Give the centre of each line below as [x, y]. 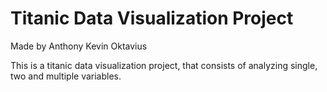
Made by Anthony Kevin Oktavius [79, 46]
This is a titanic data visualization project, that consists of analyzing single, [164, 65]
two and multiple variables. [66, 76]
